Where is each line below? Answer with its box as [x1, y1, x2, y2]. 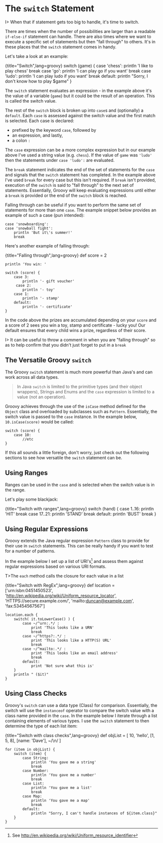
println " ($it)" [14, 672, 49, 677]
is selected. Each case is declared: [5, 118, 74, 123]
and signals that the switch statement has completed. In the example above [5, 172, 156, 177]
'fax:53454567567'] [5, 603, 45, 609]
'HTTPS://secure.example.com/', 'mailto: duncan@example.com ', [5, 598, 134, 604]
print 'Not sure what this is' [31, 664, 95, 668]
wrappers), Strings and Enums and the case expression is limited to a [16, 388, 155, 394]
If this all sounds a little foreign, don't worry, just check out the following [5, 449, 149, 455]
